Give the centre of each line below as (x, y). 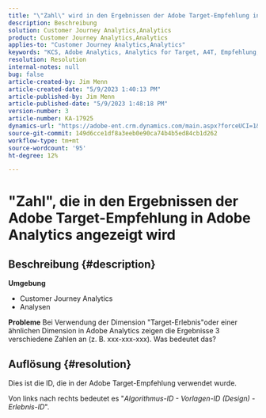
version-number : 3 (38, 112)
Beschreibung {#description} (82, 264)
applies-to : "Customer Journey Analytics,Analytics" (97, 45)
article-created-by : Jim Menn (58, 82)
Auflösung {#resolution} (70, 364)
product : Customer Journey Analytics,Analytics (88, 38)
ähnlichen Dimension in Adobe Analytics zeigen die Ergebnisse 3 (114, 331)
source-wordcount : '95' (47, 148)
